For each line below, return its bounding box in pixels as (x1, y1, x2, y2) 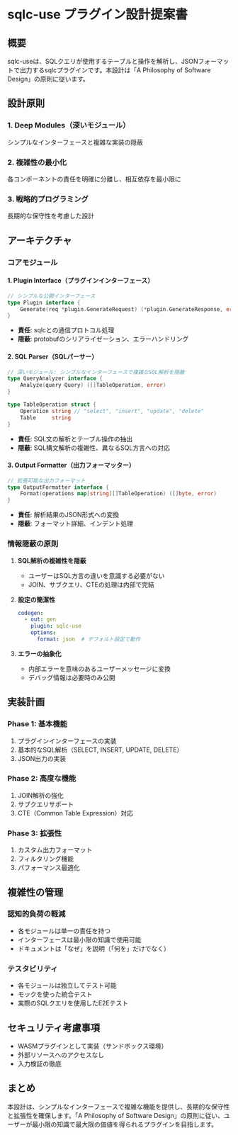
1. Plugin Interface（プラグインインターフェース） (7, 276, 154, 285)
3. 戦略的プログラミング (7, 194, 89, 204)
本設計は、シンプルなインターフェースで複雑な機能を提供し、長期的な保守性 (7, 1102, 230, 1111)
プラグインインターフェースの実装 (17, 736, 117, 745)
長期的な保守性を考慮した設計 (7, 212, 94, 220)
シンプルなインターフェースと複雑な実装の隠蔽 (7, 137, 144, 146)
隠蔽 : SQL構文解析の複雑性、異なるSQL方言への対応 (17, 444, 170, 452)
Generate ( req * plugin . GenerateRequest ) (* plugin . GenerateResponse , (20, 305, 223, 312)
